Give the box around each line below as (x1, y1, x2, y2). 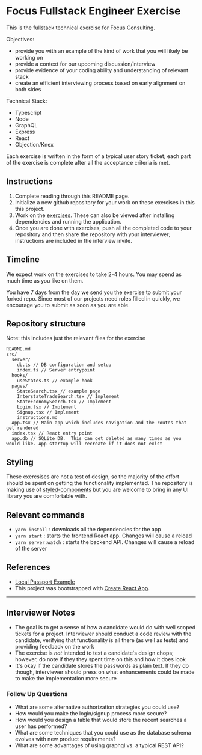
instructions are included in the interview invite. (14, 237, 132, 244)
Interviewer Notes (6, 608, 75, 618)
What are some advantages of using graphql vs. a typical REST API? (14, 741, 185, 749)
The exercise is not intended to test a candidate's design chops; (14, 649, 174, 656)
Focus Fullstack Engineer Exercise (6, 4, 181, 18)
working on (14, 53, 43, 61)
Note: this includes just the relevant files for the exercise (6, 335, 146, 342)
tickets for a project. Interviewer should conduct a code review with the (14, 630, 192, 637)
